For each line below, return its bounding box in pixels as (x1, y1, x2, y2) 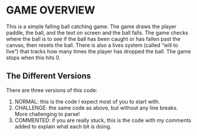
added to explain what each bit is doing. (14, 123, 112, 130)
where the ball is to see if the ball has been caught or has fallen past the (6, 35, 181, 42)
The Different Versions (6, 71, 91, 81)
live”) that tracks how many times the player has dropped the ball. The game (6, 47, 191, 55)
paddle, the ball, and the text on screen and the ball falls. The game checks (6, 29, 188, 36)
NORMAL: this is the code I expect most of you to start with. (14, 98, 160, 105)
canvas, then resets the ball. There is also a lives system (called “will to (6, 42, 178, 49)
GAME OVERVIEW (6, 4, 95, 17)
